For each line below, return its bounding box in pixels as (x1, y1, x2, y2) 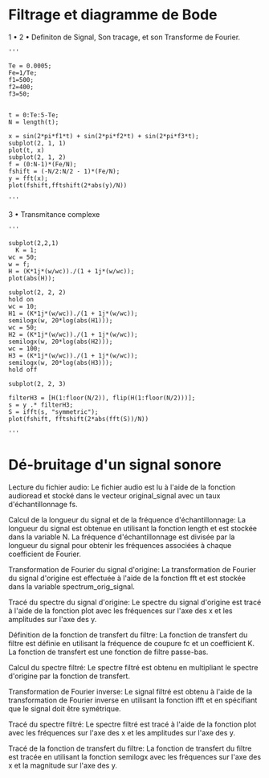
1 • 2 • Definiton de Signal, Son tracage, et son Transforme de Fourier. (8, 32, 241, 42)
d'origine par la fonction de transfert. (8, 671, 131, 681)
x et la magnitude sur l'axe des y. (8, 760, 118, 770)
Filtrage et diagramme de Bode (8, 6, 218, 24)
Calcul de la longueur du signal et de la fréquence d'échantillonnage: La (8, 514, 247, 524)
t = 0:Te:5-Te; (8, 111, 59, 119)
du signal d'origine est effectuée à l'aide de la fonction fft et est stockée (8, 573, 247, 583)
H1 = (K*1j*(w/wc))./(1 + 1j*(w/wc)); (8, 309, 138, 317)
